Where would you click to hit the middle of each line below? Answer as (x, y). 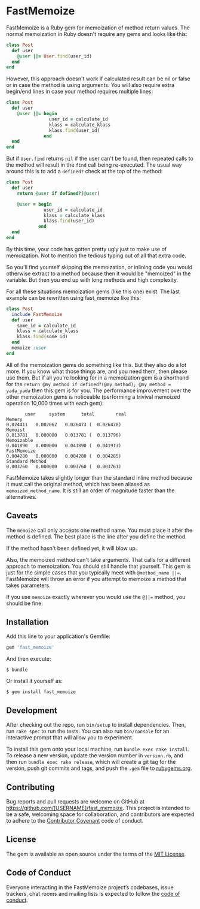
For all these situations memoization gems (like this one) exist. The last (93, 291)
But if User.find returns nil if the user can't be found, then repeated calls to (100, 159)
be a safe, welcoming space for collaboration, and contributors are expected (100, 814)
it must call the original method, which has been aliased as (78, 484)
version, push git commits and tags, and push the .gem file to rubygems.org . (99, 768)
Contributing (30, 787)
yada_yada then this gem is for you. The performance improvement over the (99, 390)
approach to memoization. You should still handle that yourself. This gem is (99, 566)
